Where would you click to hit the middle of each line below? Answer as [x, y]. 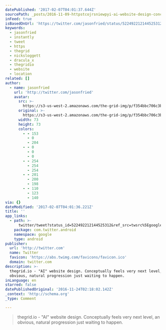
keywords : [15, 28]
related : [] [17, 78]
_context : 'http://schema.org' [37, 294]
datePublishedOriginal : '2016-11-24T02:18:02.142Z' [59, 290]
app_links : [16, 216]
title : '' [15, 212]
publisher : [16, 244]
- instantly [22, 37]
